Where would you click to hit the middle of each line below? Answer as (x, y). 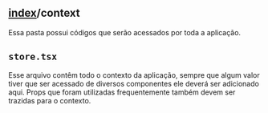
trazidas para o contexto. (50, 100)
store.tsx (33, 57)
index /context (44, 13)
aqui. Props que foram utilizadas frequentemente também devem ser (122, 92)
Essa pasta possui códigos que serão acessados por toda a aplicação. (125, 32)
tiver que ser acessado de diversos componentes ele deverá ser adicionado (134, 83)
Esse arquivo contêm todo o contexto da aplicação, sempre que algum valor (134, 75)
